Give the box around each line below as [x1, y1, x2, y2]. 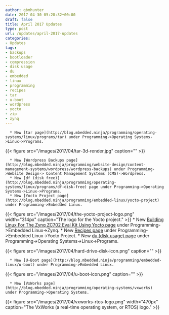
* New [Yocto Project [10, 193, 56, 198]
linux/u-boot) [5, 262, 35, 267]
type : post [5, 26, 28, 31]
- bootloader [5, 54, 33, 60]
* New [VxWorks [10, 280, 42, 286]
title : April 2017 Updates [5, 21, 62, 27]
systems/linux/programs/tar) [5, 134, 67, 140]
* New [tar [10, 130, 33, 135]
